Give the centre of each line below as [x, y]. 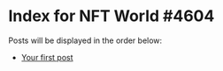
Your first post [47, 57]
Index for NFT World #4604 [111, 16]
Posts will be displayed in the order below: [85, 40]
